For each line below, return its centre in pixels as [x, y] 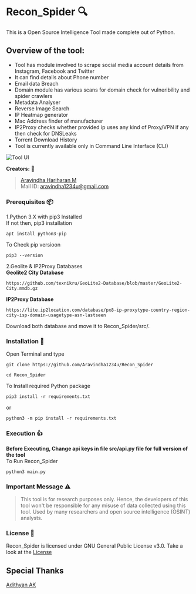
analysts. [31, 518]
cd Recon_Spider [26, 375]
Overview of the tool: [45, 51]
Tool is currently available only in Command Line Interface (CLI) [91, 146]
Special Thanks [35, 571]
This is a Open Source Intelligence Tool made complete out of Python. [91, 32]
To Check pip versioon [33, 245]
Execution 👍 [24, 434]
